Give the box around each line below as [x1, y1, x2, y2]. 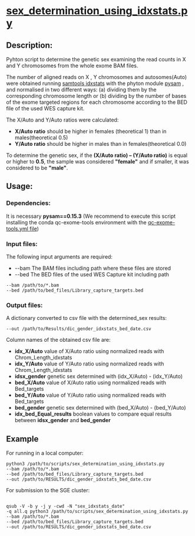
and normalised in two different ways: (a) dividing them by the [6, 86, 157, 93]
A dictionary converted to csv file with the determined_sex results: [6, 315, 167, 322]
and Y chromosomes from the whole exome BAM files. [6, 62, 138, 69]
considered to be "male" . [6, 164, 68, 171]
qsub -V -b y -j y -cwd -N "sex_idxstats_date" [6, 504, 125, 509]
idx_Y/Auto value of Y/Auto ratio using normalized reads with [14, 360, 164, 367]
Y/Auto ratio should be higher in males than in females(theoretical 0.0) [14, 140, 187, 147]
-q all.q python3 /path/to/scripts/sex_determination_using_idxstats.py [6, 509, 189, 515]
